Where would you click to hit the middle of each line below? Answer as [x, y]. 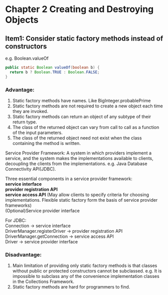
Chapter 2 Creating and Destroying [79, 9]
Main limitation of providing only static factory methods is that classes [85, 266]
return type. [25, 122]
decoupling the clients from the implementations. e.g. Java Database [76, 164]
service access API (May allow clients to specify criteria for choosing [77, 195]
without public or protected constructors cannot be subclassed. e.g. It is [87, 271]
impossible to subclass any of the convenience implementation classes [86, 276]
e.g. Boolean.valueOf [27, 58]
